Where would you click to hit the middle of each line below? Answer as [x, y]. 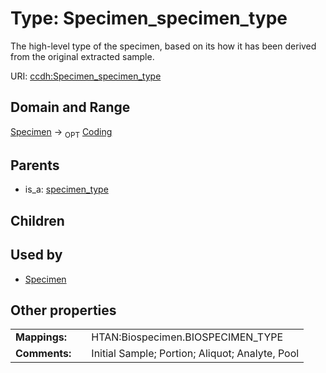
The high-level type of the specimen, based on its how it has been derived [163, 46]
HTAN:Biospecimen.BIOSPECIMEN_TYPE [187, 337]
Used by [36, 255]
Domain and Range [70, 107]
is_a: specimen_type [66, 189]
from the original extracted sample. [82, 56]
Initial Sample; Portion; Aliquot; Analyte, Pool [195, 354]
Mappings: [41, 337]
